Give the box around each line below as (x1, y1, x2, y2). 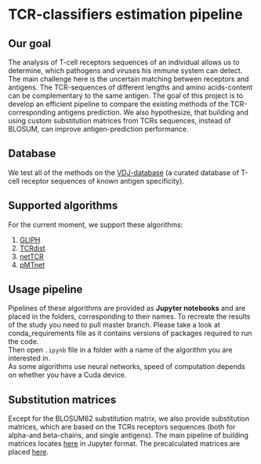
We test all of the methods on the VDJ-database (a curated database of (8, 167, 240, 177)
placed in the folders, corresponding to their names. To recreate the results (8, 312, 251, 321)
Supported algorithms (8, 199, 118, 213)
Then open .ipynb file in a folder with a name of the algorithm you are (8, 345, 233, 355)
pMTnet (19, 260, 45, 269)
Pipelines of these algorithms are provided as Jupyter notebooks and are (8, 304, 246, 313)
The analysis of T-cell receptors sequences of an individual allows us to (8, 57, 240, 67)
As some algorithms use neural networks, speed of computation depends (8, 362, 245, 371)
